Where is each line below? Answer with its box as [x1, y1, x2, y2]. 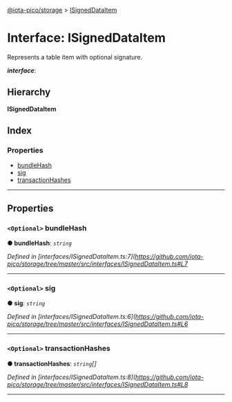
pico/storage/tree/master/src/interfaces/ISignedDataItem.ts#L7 [7, 259, 188, 268]
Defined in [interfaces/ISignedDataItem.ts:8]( [7, 373, 136, 381]
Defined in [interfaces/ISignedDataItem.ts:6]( [7, 313, 136, 321]
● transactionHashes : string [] [7, 359, 97, 367]
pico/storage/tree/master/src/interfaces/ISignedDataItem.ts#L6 [7, 320, 188, 328]
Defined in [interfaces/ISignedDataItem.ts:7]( [7, 253, 136, 261]
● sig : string [7, 299, 46, 307]
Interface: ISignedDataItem [7, 30, 166, 46]
